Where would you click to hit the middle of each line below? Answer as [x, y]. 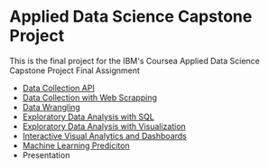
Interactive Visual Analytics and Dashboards [104, 135]
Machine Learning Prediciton [76, 145]
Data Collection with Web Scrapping [90, 98]
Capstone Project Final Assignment [74, 70]
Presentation [46, 154]
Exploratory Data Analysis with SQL [88, 117]
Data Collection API [58, 88]
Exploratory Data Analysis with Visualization [104, 126]
